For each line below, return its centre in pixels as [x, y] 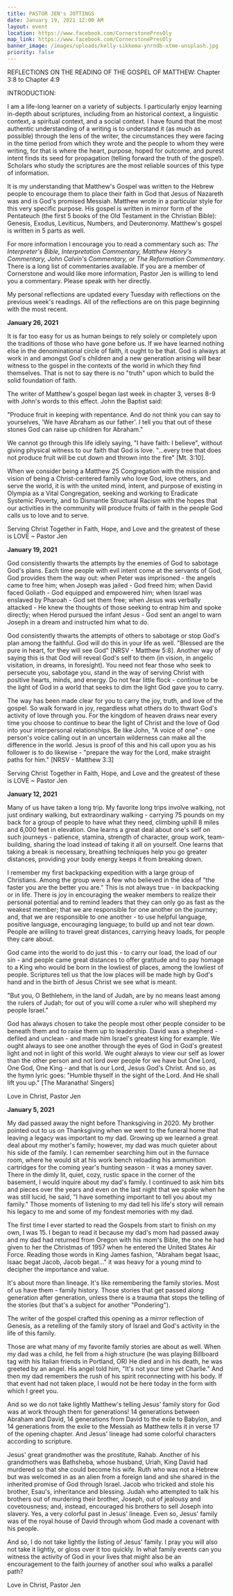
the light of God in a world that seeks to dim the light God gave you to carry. [115, 687]
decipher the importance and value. [58, 1269]
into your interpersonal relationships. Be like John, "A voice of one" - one [111, 730]
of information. [28, 173]
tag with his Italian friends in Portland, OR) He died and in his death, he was [115, 1361]
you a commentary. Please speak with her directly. [79, 281]
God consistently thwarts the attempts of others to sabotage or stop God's [114, 635]
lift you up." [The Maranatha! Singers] [61, 1082]
